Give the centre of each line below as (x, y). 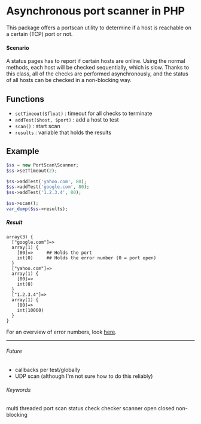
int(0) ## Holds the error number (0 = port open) (87, 258)
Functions (25, 99)
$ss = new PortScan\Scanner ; (42, 165)
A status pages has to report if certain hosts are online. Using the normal (96, 61)
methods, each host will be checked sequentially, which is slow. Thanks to (98, 68)
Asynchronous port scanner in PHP (96, 11)
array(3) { (20, 237)
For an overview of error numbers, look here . (61, 332)
